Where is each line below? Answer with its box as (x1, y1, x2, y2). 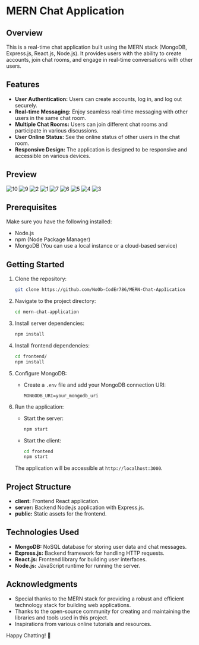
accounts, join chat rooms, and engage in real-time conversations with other (6, 56, 193, 63)
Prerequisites (6, 203, 57, 213)
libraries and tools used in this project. (14, 614, 109, 621)
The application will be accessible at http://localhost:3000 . (14, 464, 163, 472)
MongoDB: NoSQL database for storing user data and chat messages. (14, 543, 187, 550)
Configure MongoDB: (14, 369, 67, 377)
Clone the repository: (14, 275, 67, 283)
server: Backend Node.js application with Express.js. (14, 504, 144, 511)
